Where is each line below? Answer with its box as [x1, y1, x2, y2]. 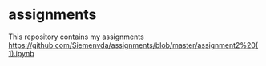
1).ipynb [8, 49, 34, 58]
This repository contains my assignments [8, 32, 144, 41]
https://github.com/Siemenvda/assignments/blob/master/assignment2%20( [8, 40, 259, 49]
